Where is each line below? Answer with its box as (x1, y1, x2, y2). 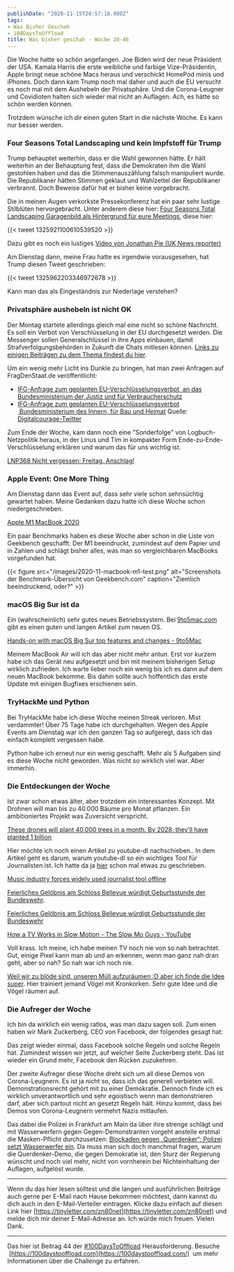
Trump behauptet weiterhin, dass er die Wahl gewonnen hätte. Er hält (7, 154, 206, 163)
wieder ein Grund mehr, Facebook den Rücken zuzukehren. (7, 1056, 178, 1065)
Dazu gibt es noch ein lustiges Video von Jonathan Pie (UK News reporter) (7, 239, 221, 248)
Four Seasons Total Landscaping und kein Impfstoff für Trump (7, 138, 221, 148)
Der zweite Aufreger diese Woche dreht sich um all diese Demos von (7, 1069, 205, 1078)
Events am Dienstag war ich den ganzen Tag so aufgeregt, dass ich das (7, 728, 213, 736)
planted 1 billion (7, 833, 52, 841)
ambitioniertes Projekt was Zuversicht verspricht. (7, 812, 148, 820)
